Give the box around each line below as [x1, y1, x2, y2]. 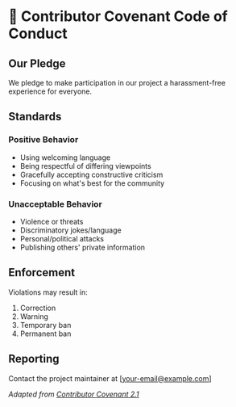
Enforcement [8, 266, 75, 279]
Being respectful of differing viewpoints [19, 161, 151, 170]
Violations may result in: [8, 287, 89, 297]
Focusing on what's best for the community [19, 178, 165, 188]
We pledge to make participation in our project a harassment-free [8, 78, 226, 87]
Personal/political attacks [19, 233, 105, 243]
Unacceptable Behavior [8, 198, 102, 209]
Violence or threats [19, 216, 84, 226]
